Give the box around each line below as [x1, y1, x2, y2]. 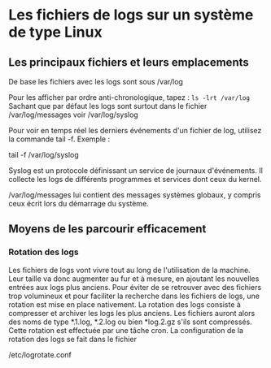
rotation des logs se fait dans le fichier [8, 334, 137, 344]
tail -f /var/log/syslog [8, 150, 79, 159]
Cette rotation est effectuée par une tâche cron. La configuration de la [8, 325, 244, 335]
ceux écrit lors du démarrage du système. [8, 199, 149, 208]
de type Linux [8, 23, 103, 41]
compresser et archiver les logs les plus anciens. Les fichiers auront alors [8, 308, 256, 318]
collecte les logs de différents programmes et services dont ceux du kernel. [8, 175, 262, 184]
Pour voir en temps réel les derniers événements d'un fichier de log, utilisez [8, 126, 262, 135]
